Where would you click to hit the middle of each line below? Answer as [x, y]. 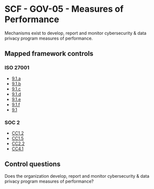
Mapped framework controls [49, 54]
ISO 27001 [17, 68]
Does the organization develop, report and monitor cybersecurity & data [77, 176]
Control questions [33, 164]
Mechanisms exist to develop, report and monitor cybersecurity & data [76, 33]
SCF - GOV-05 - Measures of [64, 9]
